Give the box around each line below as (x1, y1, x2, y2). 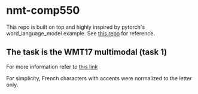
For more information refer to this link (6, 63, 98, 70)
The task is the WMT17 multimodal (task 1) (6, 47, 167, 57)
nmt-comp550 (6, 4, 80, 17)
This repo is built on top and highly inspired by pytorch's (6, 23, 145, 31)
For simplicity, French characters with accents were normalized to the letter (6, 74, 193, 81)
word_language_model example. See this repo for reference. (6, 29, 156, 37)
